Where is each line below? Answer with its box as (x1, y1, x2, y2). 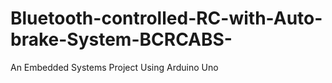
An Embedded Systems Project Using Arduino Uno (10, 61, 219, 73)
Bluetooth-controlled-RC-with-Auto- (10, 7, 323, 30)
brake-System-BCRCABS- (10, 28, 233, 51)
